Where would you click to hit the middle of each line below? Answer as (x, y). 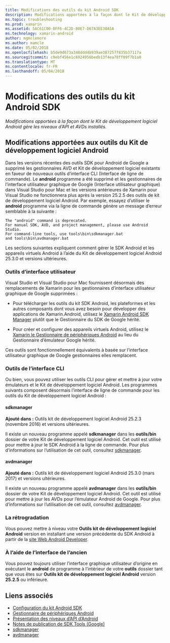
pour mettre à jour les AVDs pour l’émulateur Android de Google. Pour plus (83, 499)
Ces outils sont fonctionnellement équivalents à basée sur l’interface (77, 350)
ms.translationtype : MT (30, 62)
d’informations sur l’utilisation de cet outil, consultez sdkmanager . (74, 450)
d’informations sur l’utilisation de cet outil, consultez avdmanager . (74, 504)
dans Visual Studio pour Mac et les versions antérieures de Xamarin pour (81, 190)
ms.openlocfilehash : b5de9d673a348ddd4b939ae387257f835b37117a (73, 52)
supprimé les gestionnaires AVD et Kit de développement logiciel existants (83, 168)
